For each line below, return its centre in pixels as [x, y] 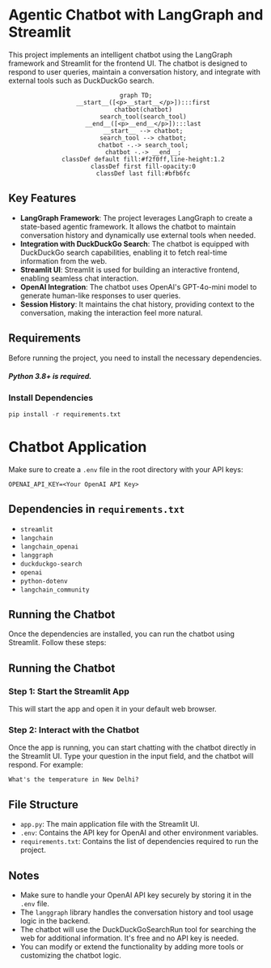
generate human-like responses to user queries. [100, 295]
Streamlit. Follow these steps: [57, 643]
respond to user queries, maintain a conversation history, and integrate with [134, 71]
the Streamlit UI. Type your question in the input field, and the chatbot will [131, 756]
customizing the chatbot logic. [70, 955]
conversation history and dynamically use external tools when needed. [138, 235]
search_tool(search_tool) [144, 116]
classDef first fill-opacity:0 [143, 166]
